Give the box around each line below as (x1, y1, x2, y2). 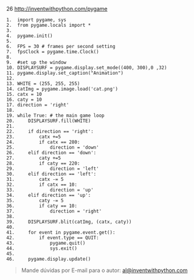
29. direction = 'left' (6, 166, 99, 172)
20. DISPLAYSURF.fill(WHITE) (6, 118, 91, 124)
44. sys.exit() (6, 245, 78, 251)
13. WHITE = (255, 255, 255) (6, 81, 80, 87)
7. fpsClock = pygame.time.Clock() (6, 49, 99, 55)
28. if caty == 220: (6, 160, 80, 166)
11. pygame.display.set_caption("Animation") (6, 70, 123, 76)
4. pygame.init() (6, 33, 53, 39)
